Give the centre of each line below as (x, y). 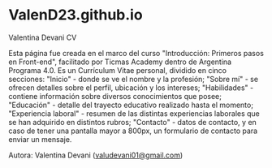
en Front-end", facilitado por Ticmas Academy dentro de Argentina (120, 62)
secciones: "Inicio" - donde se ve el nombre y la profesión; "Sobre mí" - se (133, 79)
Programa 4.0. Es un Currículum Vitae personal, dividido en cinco (118, 70)
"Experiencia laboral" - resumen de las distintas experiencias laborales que (134, 113)
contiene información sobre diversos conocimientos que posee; (115, 96)
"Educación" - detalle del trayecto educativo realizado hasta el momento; (131, 105)
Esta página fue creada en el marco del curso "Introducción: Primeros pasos (136, 53)
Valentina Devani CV (43, 37)
